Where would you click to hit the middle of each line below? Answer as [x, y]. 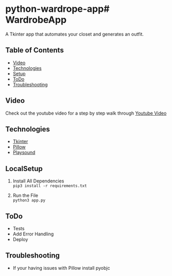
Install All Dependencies [38, 181]
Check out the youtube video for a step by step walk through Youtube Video [86, 113]
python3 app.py [29, 200]
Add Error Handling [33, 234]
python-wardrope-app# [57, 9]
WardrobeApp [36, 20]
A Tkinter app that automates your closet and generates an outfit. [75, 34]
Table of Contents [35, 50]
